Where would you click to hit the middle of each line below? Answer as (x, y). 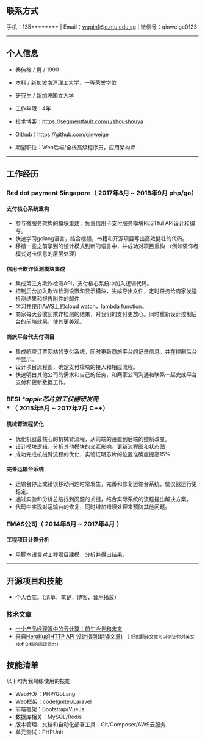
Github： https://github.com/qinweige (62, 134)
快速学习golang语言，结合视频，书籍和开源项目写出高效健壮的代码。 (101, 238)
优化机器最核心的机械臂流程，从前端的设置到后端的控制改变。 (93, 439)
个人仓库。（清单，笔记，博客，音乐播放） (67, 597)
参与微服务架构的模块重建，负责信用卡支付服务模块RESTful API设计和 (103, 223)
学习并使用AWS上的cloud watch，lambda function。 (81, 306)
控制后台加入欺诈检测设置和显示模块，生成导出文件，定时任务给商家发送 (106, 291)
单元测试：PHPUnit (39, 732)
